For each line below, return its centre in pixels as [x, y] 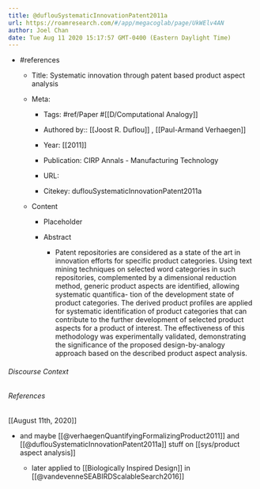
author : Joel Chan [38, 30]
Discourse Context [38, 371]
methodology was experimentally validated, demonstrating [151, 336]
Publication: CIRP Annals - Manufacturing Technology [131, 161]
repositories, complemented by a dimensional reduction [146, 278]
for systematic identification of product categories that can [151, 311]
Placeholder [63, 222]
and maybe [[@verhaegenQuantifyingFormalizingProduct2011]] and [129, 436]
